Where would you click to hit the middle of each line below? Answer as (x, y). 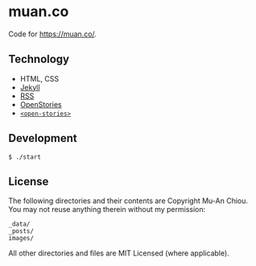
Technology (39, 59)
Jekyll (30, 87)
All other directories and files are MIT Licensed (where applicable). (119, 253)
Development (43, 138)
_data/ (19, 224)
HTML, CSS (39, 78)
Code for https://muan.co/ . (52, 34)
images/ (21, 239)
